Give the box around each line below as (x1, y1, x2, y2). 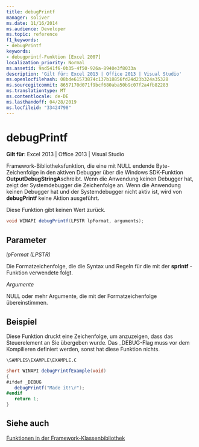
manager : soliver (6, 15, 50, 21)
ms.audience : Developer (6, 25, 66, 32)
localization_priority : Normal (6, 59, 85, 65)
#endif (6, 390, 23, 397)
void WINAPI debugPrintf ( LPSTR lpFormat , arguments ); (6, 218, 145, 224)
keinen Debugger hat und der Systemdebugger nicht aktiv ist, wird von (6, 188, 182, 196)
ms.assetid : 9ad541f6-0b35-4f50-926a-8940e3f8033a (6, 65, 136, 71)
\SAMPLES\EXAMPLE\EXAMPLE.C (6, 357, 77, 363)
